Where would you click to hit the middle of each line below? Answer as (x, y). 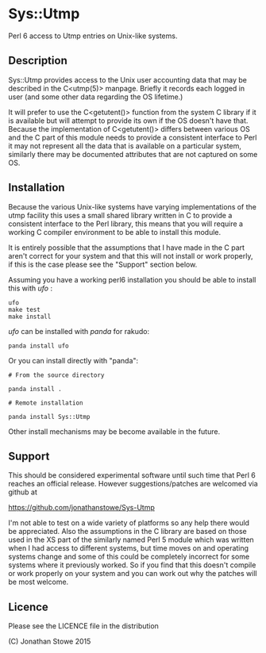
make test (25, 309)
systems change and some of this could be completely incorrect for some (129, 557)
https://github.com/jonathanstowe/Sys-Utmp (81, 508)
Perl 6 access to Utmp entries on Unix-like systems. (93, 36)
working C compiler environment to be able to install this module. (115, 232)
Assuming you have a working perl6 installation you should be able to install (132, 279)
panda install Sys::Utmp (49, 417)
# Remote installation (46, 403)
